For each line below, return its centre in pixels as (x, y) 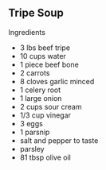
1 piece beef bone (49, 64)
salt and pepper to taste (59, 140)
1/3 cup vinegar (45, 115)
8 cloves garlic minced (57, 81)
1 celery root (40, 90)
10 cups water (43, 56)
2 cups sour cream (51, 106)
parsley (32, 149)
